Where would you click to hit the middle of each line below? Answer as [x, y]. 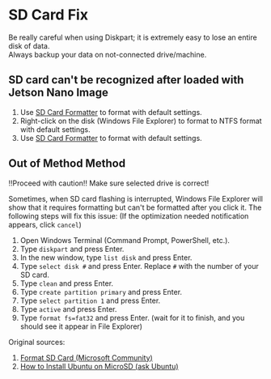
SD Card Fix [49, 15]
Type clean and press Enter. [67, 283]
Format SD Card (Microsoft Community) [87, 357]
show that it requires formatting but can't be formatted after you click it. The [135, 207]
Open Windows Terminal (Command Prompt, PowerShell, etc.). [125, 240]
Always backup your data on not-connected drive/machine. [108, 54]
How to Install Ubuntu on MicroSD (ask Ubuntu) [100, 366]
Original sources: [37, 342]
